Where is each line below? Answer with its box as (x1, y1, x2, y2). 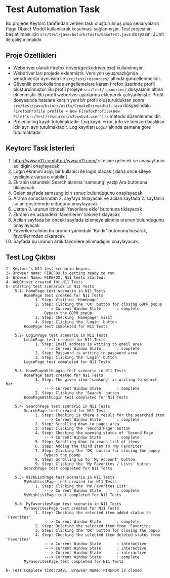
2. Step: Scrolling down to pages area (35, 422, 119, 427)
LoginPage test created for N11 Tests (24, 337, 106, 343)
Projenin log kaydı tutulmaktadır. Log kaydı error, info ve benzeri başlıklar (13, 118, 165, 125)
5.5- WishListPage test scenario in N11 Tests (15, 475, 115, 480)
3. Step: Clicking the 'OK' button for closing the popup (35, 528, 160, 533)
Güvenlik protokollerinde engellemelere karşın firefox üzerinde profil (13, 81, 155, 87)
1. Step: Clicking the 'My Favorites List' (35, 484, 129, 489)
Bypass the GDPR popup (44, 311, 93, 316)
